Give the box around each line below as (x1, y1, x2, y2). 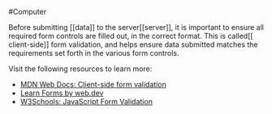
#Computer (8, 7, 47, 16)
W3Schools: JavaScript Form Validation (19, 97, 153, 106)
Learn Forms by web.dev (19, 88, 104, 98)
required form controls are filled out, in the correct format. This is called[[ (8, 32, 253, 40)
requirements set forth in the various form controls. (8, 49, 179, 57)
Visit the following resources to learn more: (8, 64, 153, 74)
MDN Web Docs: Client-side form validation (19, 80, 166, 89)
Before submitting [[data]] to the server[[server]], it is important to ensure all (8, 23, 264, 32)
